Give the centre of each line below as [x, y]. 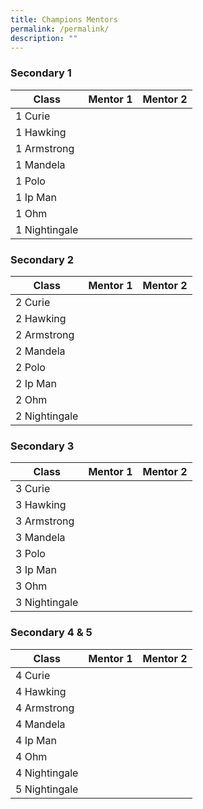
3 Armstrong [45, 521]
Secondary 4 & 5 [51, 633]
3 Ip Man [36, 570]
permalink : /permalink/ [60, 29]
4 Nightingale [47, 773]
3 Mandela [40, 538]
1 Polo [30, 181]
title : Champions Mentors [64, 19]
